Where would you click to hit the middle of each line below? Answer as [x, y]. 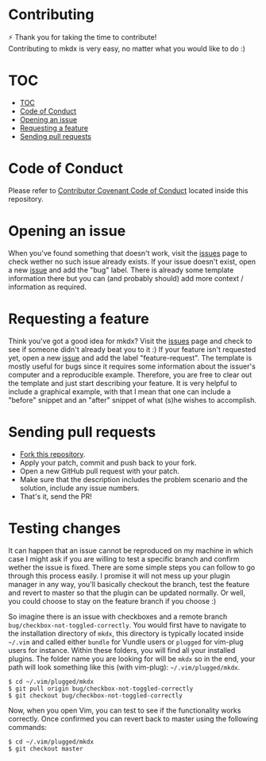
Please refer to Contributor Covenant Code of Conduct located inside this [128, 190]
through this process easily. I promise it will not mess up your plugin [119, 576]
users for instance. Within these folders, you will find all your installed [122, 650]
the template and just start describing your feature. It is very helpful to [123, 383]
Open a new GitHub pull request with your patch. [100, 471]
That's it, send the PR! [56, 496]
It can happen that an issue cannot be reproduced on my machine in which [131, 550]
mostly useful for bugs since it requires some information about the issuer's [132, 366]
